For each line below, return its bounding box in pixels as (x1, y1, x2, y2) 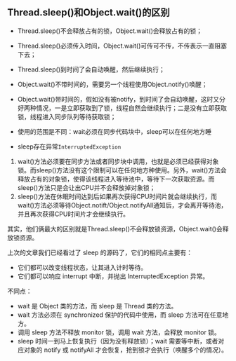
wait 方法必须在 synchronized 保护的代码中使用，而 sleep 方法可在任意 (17, 311, 223, 319)
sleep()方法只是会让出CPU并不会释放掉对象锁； (17, 183, 156, 191)
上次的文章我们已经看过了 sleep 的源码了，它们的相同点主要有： (7, 248, 193, 257)
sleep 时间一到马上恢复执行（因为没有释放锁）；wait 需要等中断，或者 (17, 336, 218, 345)
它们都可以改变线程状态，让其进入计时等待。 (17, 263, 147, 271)
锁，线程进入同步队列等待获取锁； (17, 112, 117, 121)
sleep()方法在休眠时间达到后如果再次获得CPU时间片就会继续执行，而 (17, 192, 218, 200)
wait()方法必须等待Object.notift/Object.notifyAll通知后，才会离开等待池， (17, 200, 228, 209)
